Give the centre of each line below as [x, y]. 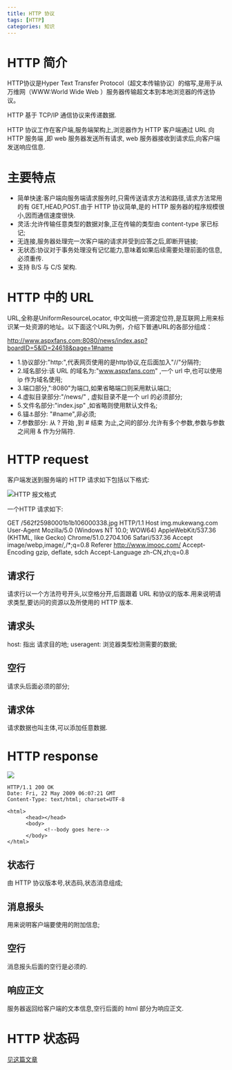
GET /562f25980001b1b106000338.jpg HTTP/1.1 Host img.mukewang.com [113, 523]
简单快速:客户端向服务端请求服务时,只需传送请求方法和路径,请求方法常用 [119, 198]
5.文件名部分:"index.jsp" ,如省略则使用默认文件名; [87, 406]
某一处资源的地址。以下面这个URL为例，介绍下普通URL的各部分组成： [113, 327]
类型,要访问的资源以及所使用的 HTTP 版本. [73, 602]
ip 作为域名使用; [40, 379]
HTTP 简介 [37, 63]
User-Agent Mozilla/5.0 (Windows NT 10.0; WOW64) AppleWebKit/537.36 [112, 530]
